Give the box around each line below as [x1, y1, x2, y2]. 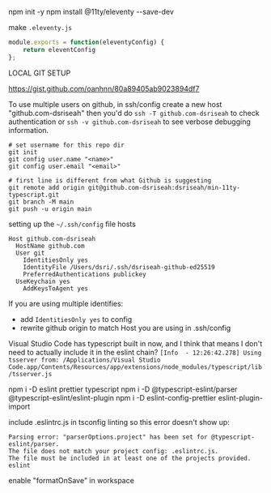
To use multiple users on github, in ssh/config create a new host [8, 99, 222, 109]
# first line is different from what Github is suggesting [8, 176, 212, 185]
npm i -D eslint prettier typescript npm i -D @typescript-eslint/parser [8, 384, 238, 394]
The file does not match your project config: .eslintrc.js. [8, 447, 219, 455]
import [8, 401, 31, 411]
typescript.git [8, 191, 60, 199]
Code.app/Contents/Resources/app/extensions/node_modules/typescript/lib [8, 362, 263, 371]
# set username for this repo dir [8, 141, 125, 149]
